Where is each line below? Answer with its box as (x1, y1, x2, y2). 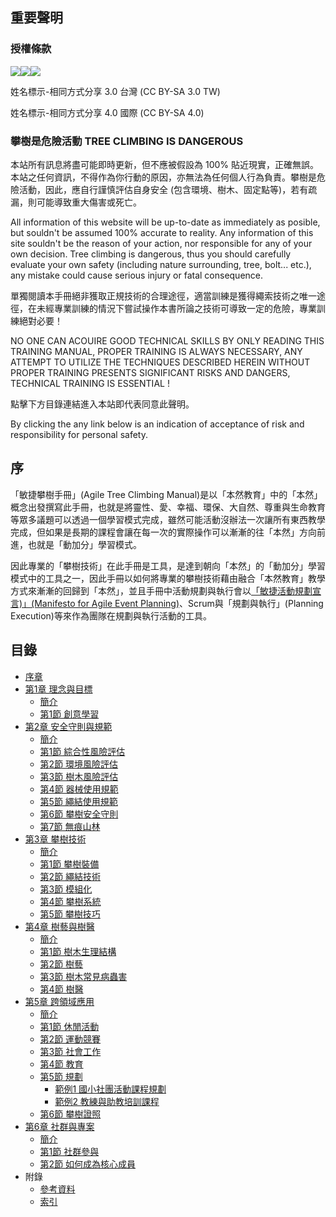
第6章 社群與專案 (24, 1120, 95, 1132)
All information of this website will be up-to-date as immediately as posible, (10, 216, 321, 228)
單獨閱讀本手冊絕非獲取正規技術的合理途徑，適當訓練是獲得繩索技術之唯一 (10, 289, 317, 302)
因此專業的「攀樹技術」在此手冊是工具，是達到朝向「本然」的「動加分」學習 (10, 559, 326, 572)
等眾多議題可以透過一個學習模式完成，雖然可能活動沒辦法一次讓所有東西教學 (10, 513, 326, 525)
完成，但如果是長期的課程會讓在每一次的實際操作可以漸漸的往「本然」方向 (10, 526, 317, 538)
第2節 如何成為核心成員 (39, 1158, 137, 1170)
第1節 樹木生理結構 (39, 945, 117, 957)
